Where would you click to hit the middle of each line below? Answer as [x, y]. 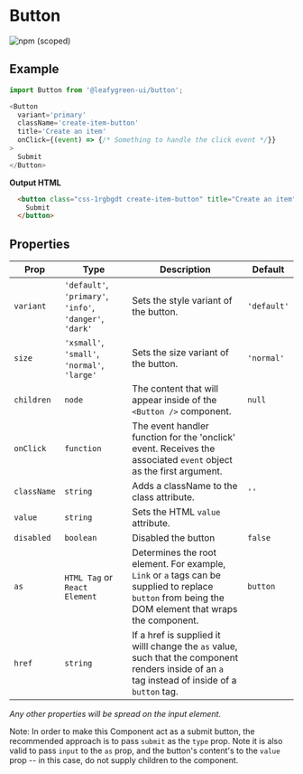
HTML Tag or [89, 578]
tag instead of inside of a [184, 681]
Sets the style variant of [182, 301]
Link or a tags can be [176, 575]
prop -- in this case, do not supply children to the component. [124, 760]
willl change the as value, [185, 647]
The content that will [175, 389]
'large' [81, 375]
